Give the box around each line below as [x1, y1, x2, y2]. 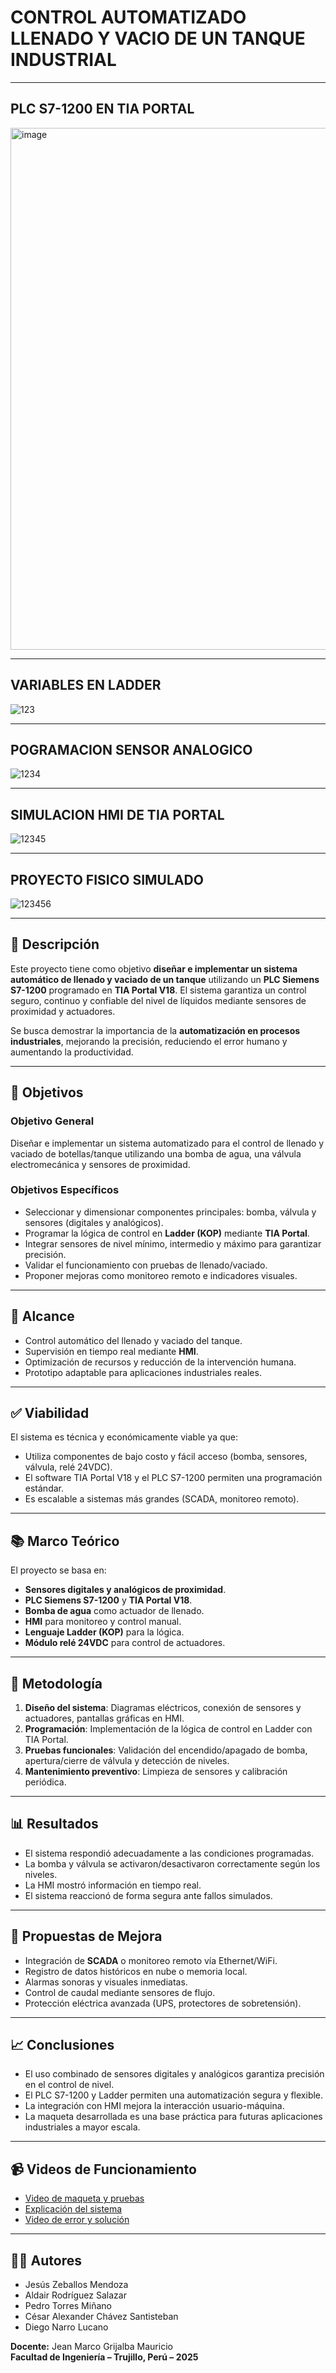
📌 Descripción [10, 936, 100, 953]
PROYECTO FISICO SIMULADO [10, 871, 204, 888]
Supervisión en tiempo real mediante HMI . [24, 1345, 199, 1357]
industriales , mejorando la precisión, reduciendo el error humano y [10, 1035, 288, 1047]
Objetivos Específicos [10, 1183, 120, 1197]
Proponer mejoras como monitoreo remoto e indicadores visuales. [24, 1269, 298, 1281]
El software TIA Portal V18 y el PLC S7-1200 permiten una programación [24, 1472, 323, 1484]
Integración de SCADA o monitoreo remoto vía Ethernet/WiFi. [24, 1954, 278, 1966]
